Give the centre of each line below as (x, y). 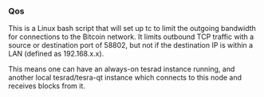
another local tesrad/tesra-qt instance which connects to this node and (125, 78)
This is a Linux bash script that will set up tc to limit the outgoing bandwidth (132, 29)
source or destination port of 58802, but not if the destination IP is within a (131, 45)
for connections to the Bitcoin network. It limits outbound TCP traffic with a (131, 37)
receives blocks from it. (47, 86)
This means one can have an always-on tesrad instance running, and (122, 69)
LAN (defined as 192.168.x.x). (56, 54)
